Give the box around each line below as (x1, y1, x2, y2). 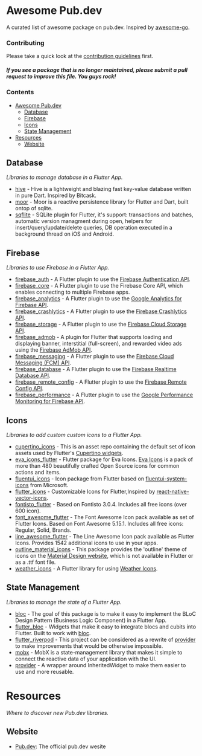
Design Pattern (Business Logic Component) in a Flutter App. (14, 616, 167, 624)
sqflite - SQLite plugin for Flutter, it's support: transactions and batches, (14, 211, 194, 218)
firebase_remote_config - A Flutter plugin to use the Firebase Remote (14, 378, 187, 386)
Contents (6, 88, 34, 97)
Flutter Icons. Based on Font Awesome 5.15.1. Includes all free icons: (14, 520, 184, 528)
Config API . (14, 385, 44, 392)
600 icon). (14, 507, 41, 514)
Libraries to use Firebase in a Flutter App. (6, 264, 110, 271)
